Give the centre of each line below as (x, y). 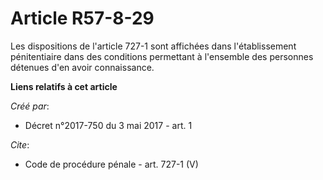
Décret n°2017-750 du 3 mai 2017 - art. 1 (108, 125)
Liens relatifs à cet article (64, 86)
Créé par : (30, 106)
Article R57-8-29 (82, 18)
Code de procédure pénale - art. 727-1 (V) (111, 164)
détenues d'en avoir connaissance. (82, 67)
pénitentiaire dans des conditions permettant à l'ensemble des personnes (162, 56)
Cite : (20, 144)
